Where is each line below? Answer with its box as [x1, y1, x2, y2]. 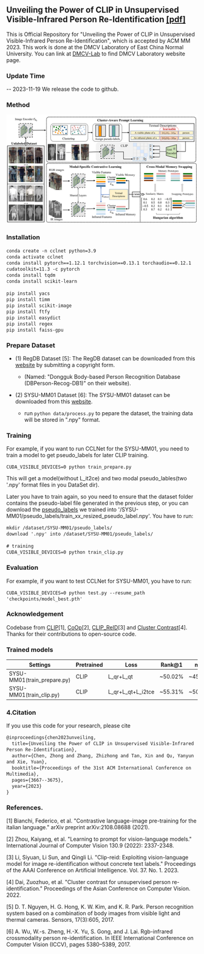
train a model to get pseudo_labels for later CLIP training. [6, 452, 149, 459]
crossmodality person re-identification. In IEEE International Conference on [6, 935, 194, 942]
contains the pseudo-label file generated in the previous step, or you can [6, 499, 189, 507]
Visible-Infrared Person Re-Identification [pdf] [6, 15, 186, 25]
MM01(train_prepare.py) [8, 676, 71, 684]
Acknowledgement [6, 610, 64, 619]
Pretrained [75, 661, 103, 668]
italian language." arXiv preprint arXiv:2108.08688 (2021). [6, 824, 150, 831]
